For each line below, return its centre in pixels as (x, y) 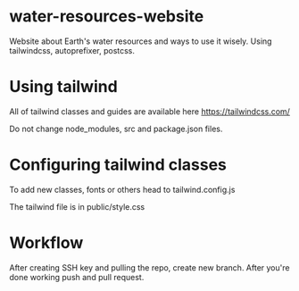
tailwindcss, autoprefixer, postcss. (72, 50)
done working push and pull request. (77, 277)
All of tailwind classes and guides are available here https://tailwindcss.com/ (149, 111)
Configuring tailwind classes (118, 165)
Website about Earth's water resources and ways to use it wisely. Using (141, 41)
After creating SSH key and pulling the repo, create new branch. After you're (149, 267)
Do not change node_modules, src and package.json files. (116, 129)
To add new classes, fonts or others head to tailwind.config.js (122, 189)
